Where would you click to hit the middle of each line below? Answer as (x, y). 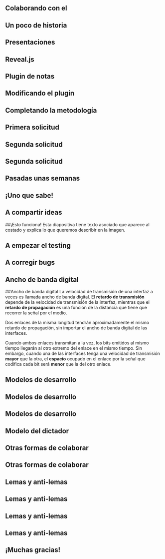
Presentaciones (30, 42)
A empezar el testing (38, 245)
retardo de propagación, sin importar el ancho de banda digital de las (76, 328)
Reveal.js (20, 59)
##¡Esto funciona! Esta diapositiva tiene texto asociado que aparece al (77, 224)
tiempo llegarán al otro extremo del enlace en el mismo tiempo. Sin (74, 348)
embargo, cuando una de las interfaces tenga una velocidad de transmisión (83, 354)
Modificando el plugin (40, 93)
